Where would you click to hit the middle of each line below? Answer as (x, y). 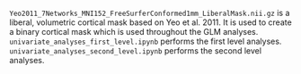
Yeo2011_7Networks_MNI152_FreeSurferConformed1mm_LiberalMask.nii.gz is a (150, 13)
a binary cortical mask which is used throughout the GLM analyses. (134, 32)
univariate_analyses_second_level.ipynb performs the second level (136, 51)
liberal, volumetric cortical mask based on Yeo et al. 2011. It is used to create (150, 22)
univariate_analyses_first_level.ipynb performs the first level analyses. (146, 41)
